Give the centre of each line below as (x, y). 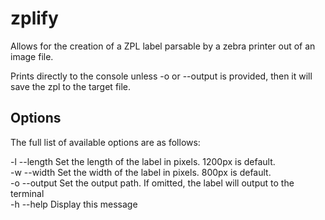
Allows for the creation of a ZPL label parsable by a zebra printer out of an (163, 46)
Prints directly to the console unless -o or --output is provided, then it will (161, 76)
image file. (32, 56)
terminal (27, 193)
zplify (34, 18)
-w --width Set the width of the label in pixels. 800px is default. (141, 172)
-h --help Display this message (74, 204)
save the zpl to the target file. (71, 86)
